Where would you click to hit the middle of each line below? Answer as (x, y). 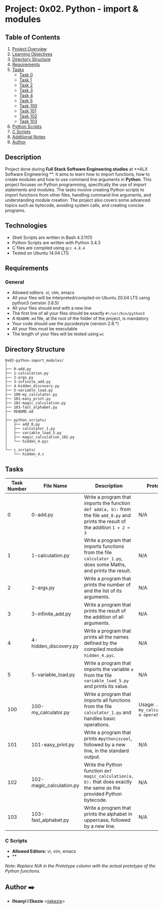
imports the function (107, 503)
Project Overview (29, 49)
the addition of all (104, 617)
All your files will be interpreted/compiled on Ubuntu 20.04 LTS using (81, 298)
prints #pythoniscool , (108, 738)
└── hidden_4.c (29, 454)
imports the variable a (109, 669)
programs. (15, 210)
